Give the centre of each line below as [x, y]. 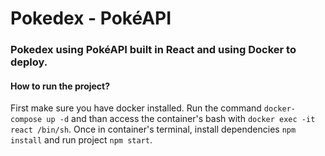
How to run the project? [60, 86]
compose [26, 120]
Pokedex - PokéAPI [91, 18]
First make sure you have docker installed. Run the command [136, 108]
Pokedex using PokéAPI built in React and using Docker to [153, 50]
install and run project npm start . [81, 140]
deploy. [29, 62]
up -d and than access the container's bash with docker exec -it [181, 119]
